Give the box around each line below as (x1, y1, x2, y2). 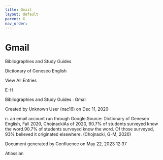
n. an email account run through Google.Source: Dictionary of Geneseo (5, 116, 149, 122)
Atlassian (5, 151, 24, 157)
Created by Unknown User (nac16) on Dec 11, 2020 (5, 106, 109, 112)
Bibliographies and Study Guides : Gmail (5, 96, 87, 102)
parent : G (5, 16, 26, 21)
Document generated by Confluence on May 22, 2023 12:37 (5, 141, 127, 147)
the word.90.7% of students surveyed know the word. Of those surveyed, (5, 126, 154, 132)
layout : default (5, 12, 38, 17)
